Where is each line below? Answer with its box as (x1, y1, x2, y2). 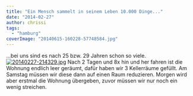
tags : (6, 25, 20, 31)
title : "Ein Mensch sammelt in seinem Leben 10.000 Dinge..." (6, 8, 163, 15)
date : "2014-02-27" (6, 14, 55, 20)
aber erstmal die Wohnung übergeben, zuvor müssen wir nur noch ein (6, 77, 178, 84)
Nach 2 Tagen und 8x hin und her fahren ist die (67, 58, 183, 65)
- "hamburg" (11, 31, 42, 37)
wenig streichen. (6, 84, 47, 90)
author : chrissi (6, 19, 46, 25)
